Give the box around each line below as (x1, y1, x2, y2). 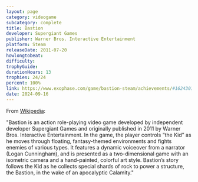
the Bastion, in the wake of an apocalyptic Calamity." (6, 169, 134, 176)
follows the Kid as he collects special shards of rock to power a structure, (6, 162, 184, 170)
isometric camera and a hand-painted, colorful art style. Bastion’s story (6, 156, 179, 163)
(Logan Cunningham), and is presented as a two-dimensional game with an (6, 150, 189, 157)
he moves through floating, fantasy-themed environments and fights (6, 137, 172, 145)
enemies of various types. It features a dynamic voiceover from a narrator (6, 144, 186, 151)
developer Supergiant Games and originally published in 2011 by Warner (6, 125, 181, 132)
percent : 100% (6, 80, 41, 86)
